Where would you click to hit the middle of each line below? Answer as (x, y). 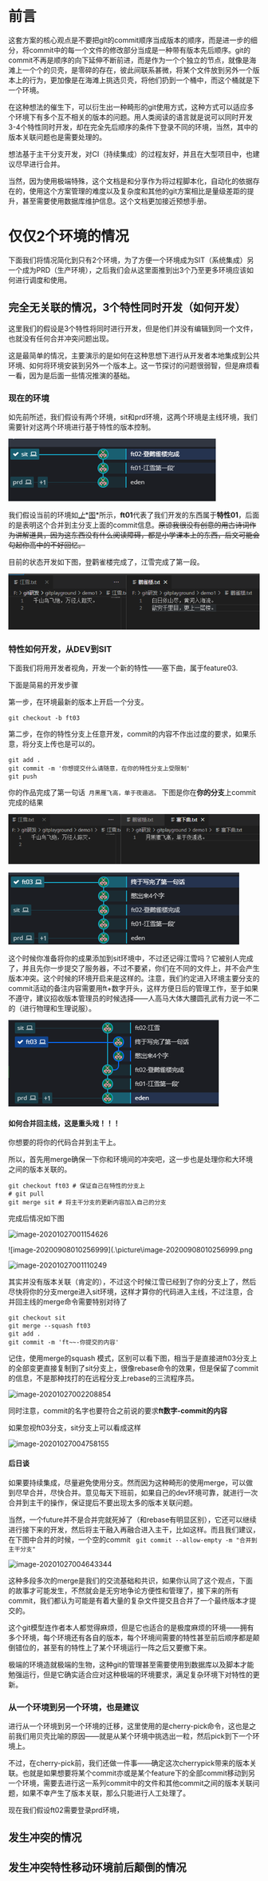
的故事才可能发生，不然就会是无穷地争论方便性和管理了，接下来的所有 (124, 1590)
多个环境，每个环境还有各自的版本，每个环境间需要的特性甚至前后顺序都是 (130, 1637)
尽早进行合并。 (39, 164)
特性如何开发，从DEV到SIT (60, 649)
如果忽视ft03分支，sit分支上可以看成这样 (75, 1428)
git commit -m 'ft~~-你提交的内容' (64, 1343)
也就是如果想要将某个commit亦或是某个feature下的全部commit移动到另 (138, 1773)
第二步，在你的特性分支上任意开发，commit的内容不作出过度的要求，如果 (129, 733)
